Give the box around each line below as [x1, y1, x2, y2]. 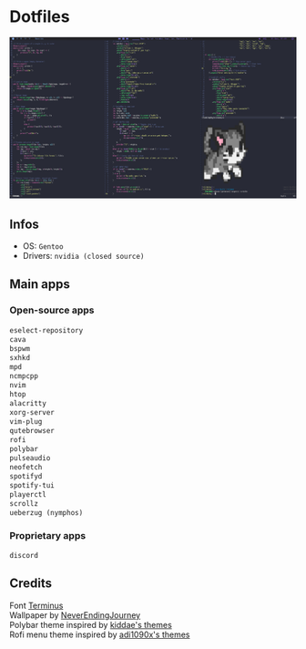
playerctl [9, 489, 47, 499]
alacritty [9, 398, 47, 407]
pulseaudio [9, 453, 51, 462]
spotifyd [9, 471, 43, 480]
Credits [9, 576, 53, 592]
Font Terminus [9, 600, 64, 611]
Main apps [9, 276, 70, 293]
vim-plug [9, 417, 43, 426]
